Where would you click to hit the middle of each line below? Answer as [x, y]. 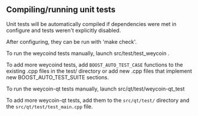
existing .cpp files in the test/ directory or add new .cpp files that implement [99, 71]
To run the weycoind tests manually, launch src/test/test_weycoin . [88, 53]
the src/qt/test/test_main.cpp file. [50, 107]
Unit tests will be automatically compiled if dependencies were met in [92, 24]
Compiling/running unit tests [61, 10]
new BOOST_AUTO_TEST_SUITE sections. [58, 77]
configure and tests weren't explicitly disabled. [64, 30]
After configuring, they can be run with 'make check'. [72, 41]
